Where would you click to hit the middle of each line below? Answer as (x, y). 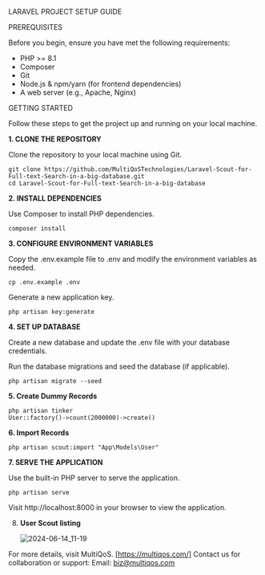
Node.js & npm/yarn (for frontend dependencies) (100, 84)
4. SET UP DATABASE (44, 327)
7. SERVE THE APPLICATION (56, 462)
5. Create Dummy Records (53, 396)
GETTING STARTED (41, 108)
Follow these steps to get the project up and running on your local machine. (133, 123)
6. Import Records (39, 432)
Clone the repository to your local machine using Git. (95, 155)
